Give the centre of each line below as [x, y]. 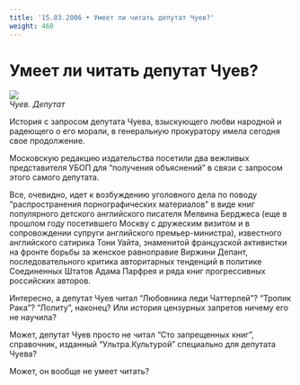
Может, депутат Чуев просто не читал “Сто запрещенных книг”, [132, 335]
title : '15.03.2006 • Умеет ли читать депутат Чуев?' [112, 18]
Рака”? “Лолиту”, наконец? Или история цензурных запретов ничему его [149, 308]
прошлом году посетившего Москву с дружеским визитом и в [129, 224]
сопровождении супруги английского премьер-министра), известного [146, 233]
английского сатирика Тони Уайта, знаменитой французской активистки [148, 243]
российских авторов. [50, 281]
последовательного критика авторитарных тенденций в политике [136, 262]
